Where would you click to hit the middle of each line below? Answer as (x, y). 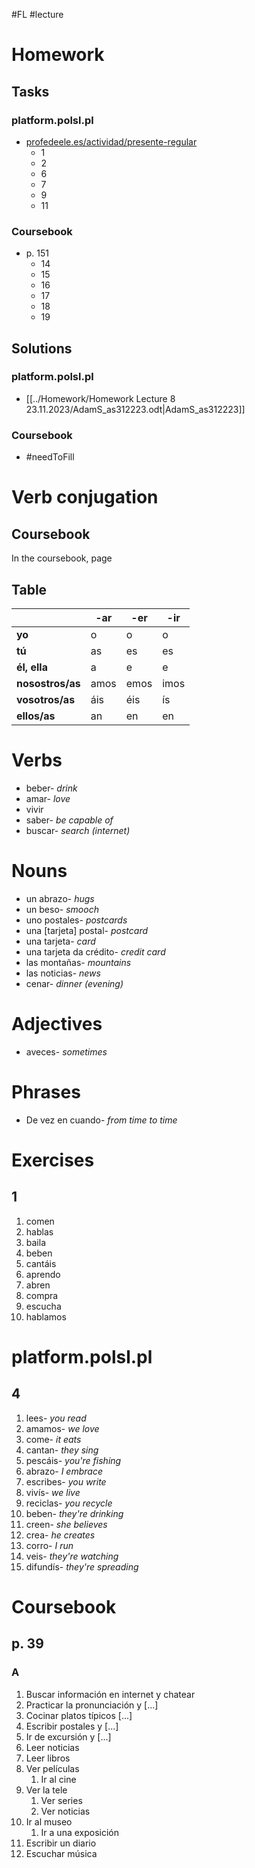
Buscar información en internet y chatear (110, 1694)
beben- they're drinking (74, 1513)
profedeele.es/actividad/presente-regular (111, 141)
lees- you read (56, 1418)
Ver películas (52, 1768)
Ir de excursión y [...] (68, 1736)
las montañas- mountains (78, 962)
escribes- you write (66, 1481)
